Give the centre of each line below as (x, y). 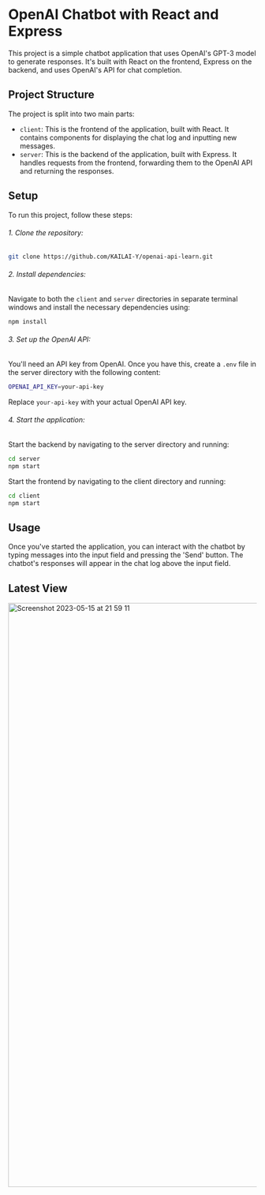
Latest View (38, 588)
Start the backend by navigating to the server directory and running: (119, 444)
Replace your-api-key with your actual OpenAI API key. (97, 402)
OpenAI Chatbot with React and (114, 15)
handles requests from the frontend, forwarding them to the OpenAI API (136, 163)
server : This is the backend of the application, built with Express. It (128, 154)
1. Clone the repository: (46, 233)
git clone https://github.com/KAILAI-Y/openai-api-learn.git (111, 257)
